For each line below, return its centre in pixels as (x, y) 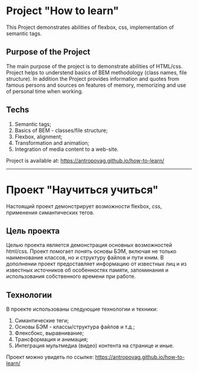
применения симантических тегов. (50, 212)
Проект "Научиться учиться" (82, 190)
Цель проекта (33, 231)
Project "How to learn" (62, 11)
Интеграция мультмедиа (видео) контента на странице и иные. (94, 345)
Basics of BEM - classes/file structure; (61, 130)
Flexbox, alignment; (39, 136)
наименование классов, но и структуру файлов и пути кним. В (85, 258)
